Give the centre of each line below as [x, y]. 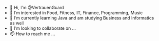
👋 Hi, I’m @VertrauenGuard [37, 8]
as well [17, 23]
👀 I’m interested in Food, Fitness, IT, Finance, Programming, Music [76, 13]
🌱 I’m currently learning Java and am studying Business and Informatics [82, 18]
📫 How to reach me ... [32, 34]
